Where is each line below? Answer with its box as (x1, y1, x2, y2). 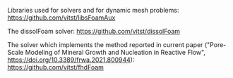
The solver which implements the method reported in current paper (7, 41, 203, 48)
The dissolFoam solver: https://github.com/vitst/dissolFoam (7, 27, 181, 35)
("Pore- (204, 41, 227, 48)
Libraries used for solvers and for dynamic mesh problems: (7, 6, 179, 14)
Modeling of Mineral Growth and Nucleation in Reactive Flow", (25, 48, 206, 56)
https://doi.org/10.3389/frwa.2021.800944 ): (7, 56, 135, 64)
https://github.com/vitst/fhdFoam (7, 63, 104, 71)
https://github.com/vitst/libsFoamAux (7, 13, 116, 22)
